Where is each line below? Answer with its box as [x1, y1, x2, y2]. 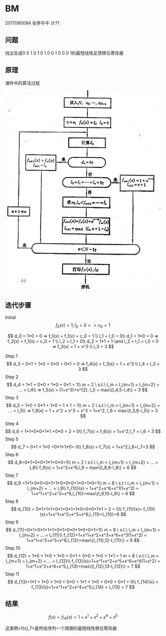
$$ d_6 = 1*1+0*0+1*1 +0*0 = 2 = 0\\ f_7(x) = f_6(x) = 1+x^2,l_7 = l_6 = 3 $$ [5, 428, 161, 434]
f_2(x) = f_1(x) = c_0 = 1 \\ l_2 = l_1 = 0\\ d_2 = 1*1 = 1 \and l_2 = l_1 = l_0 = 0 [7, 338, 159, 344]
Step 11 [5, 571, 20, 577]
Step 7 [5, 473, 19, 478]
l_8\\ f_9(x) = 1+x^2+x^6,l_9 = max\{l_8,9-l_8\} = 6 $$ [29, 465, 137, 471]
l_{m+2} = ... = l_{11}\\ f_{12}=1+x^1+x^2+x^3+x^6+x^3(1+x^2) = [19, 532, 147, 538]
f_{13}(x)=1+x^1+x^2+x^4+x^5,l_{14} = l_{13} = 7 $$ [31, 584, 135, 590]
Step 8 [5, 498, 19, 504]
